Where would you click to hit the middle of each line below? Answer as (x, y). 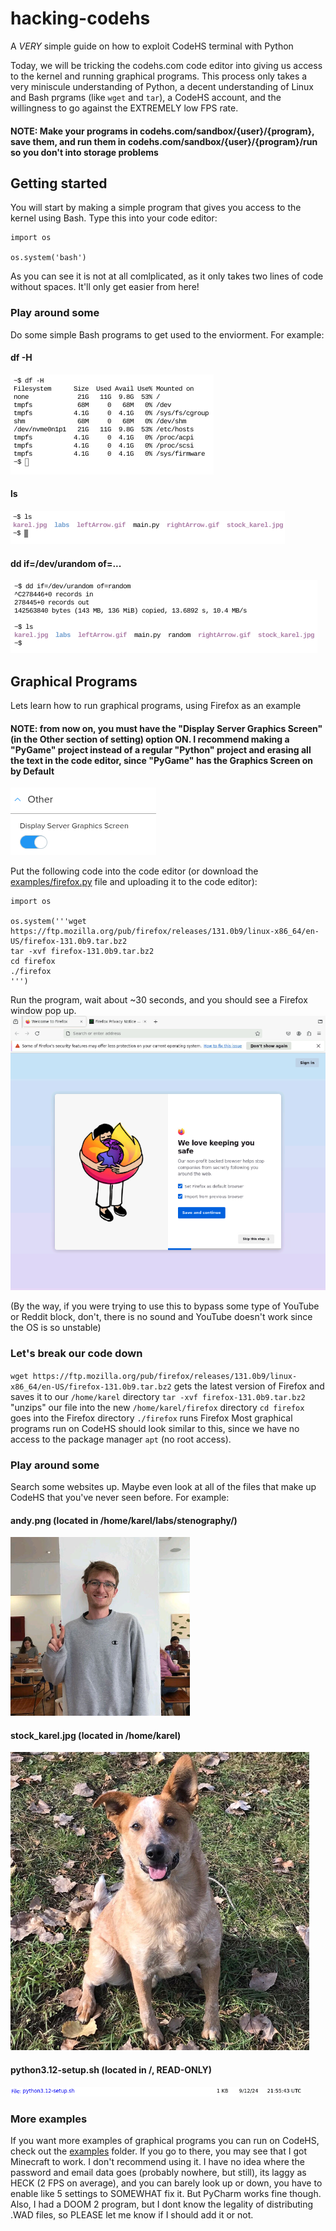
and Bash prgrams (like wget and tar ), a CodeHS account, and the (146, 97)
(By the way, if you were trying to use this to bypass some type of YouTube (165, 1306)
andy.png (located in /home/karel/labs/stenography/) (124, 1520)
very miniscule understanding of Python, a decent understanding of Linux (162, 86)
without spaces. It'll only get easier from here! (105, 287)
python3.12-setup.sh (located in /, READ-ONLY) (111, 2069)
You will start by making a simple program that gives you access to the (156, 208)
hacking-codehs (80, 18)
